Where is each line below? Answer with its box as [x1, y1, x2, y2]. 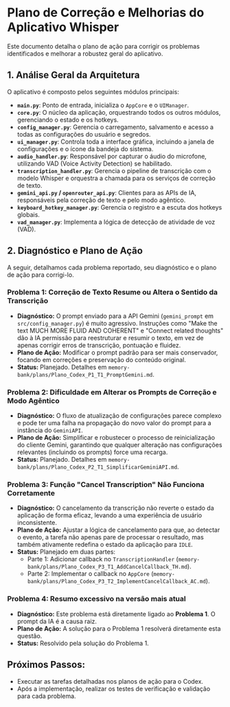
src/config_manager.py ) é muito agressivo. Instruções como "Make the [16, 319, 218, 327]
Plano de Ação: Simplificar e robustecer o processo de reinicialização [16, 434, 215, 442]
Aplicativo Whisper [7, 19, 119, 35]
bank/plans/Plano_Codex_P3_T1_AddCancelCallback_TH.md [27, 563, 187, 571]
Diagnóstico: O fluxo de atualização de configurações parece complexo [16, 412, 222, 420]
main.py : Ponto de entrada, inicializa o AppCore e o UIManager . [16, 101, 189, 109]
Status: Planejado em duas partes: [16, 548, 115, 556]
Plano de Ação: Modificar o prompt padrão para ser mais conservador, [16, 348, 218, 357]
